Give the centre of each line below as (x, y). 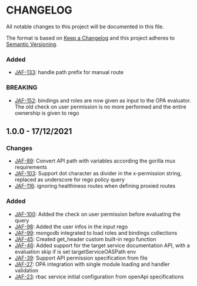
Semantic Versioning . (32, 44)
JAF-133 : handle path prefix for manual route (69, 72)
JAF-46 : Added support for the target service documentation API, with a (102, 245)
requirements (31, 167)
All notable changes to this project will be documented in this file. (85, 26)
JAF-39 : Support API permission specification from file (81, 258)
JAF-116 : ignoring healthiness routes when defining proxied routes (95, 186)
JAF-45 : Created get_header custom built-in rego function (85, 239)
